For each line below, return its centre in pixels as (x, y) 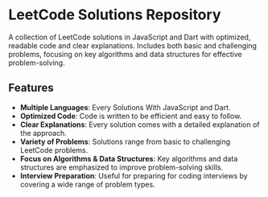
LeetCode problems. (54, 150)
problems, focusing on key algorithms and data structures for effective (126, 54)
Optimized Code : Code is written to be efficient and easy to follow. (131, 116)
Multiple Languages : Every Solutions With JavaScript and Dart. (125, 107)
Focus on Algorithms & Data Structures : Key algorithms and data (129, 158)
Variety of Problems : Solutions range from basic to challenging (125, 142)
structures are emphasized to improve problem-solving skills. (122, 167)
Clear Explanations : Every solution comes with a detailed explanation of (140, 124)
